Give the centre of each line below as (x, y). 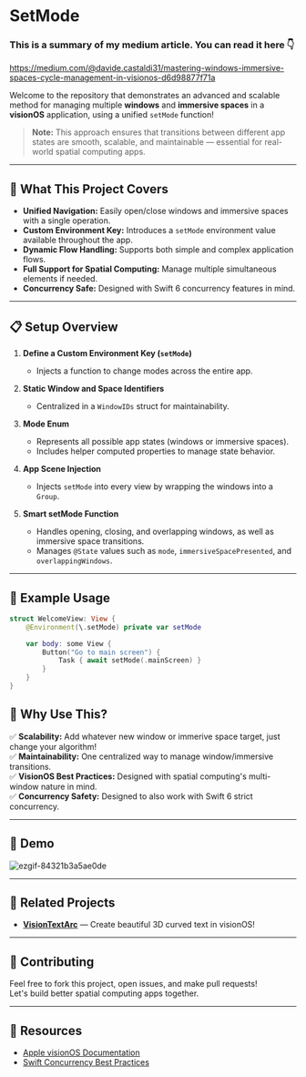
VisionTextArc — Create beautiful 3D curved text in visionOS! (138, 925)
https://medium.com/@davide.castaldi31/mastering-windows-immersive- (147, 68)
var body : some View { (69, 643)
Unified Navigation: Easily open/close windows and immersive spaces (155, 211)
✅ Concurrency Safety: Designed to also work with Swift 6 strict (131, 796)
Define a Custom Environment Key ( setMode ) (107, 354)
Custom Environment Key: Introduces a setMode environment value (149, 231)
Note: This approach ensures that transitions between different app (158, 132)
